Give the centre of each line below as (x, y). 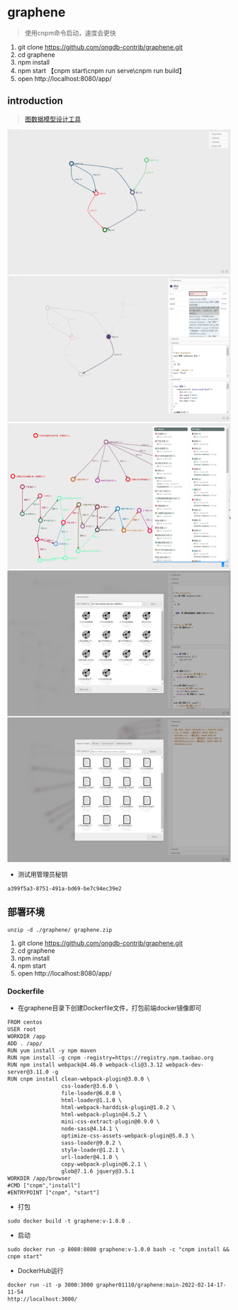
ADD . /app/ (25, 1043)
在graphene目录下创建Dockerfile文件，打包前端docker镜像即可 (109, 1008)
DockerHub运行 (40, 1270)
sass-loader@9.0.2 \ (91, 1143)
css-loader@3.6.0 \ (90, 1086)
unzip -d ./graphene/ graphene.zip (60, 930)
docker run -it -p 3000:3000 (50, 1285)
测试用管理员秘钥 (42, 874)
